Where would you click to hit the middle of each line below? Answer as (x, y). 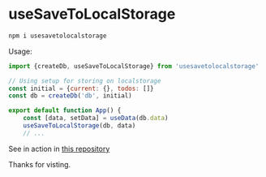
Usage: (20, 51)
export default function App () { (65, 110)
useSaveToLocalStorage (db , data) (79, 126)
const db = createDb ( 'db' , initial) (70, 96)
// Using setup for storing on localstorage (85, 81)
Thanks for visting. (40, 164)
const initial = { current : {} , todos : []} (81, 88)
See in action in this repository (59, 149)
